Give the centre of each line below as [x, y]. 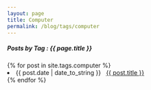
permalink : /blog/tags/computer [53, 26]
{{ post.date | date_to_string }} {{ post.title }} [80, 73]
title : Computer [30, 20]
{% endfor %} [27, 80]
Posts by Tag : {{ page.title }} [50, 48]
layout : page [26, 13]
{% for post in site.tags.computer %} [59, 65]
